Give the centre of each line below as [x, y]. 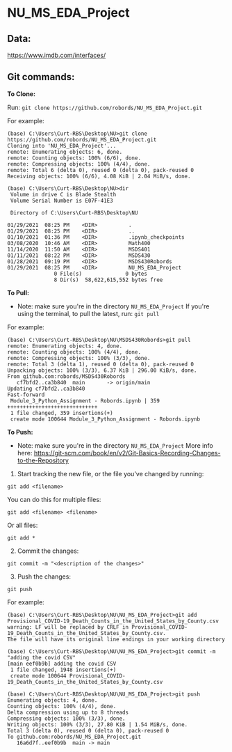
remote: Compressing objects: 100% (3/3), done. [79, 358]
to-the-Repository [43, 460]
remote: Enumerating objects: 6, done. [65, 152]
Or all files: [23, 525]
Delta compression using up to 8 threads [68, 712]
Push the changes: [44, 577]
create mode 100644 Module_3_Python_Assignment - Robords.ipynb [105, 419]
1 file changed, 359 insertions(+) [61, 413]
